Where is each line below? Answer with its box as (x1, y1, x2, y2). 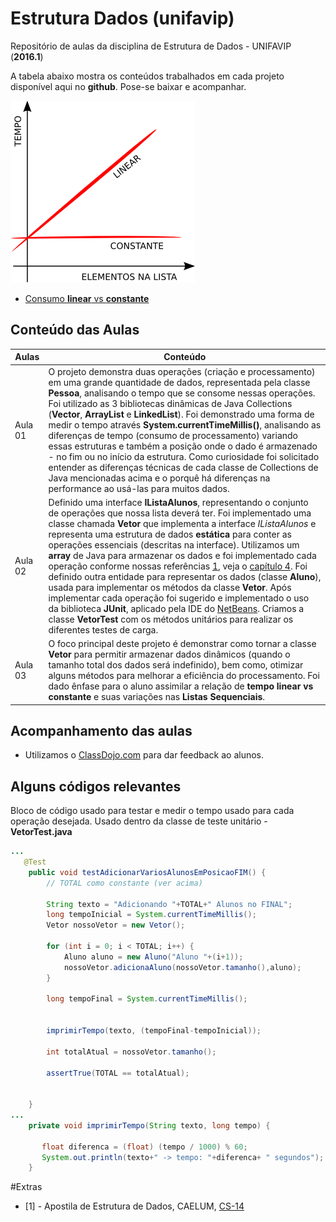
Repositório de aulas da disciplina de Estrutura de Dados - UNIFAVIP (10, 40, 292, 52)
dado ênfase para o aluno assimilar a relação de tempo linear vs (48, 680, 314, 692)
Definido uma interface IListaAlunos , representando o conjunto (48, 496, 309, 508)
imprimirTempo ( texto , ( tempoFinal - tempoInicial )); (46, 1026, 262, 1036)
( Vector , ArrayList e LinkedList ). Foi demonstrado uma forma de (48, 408, 315, 420)
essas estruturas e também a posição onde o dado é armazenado (48, 440, 318, 452)
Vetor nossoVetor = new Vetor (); (46, 920, 186, 931)
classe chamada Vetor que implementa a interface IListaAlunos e (48, 517, 317, 529)
